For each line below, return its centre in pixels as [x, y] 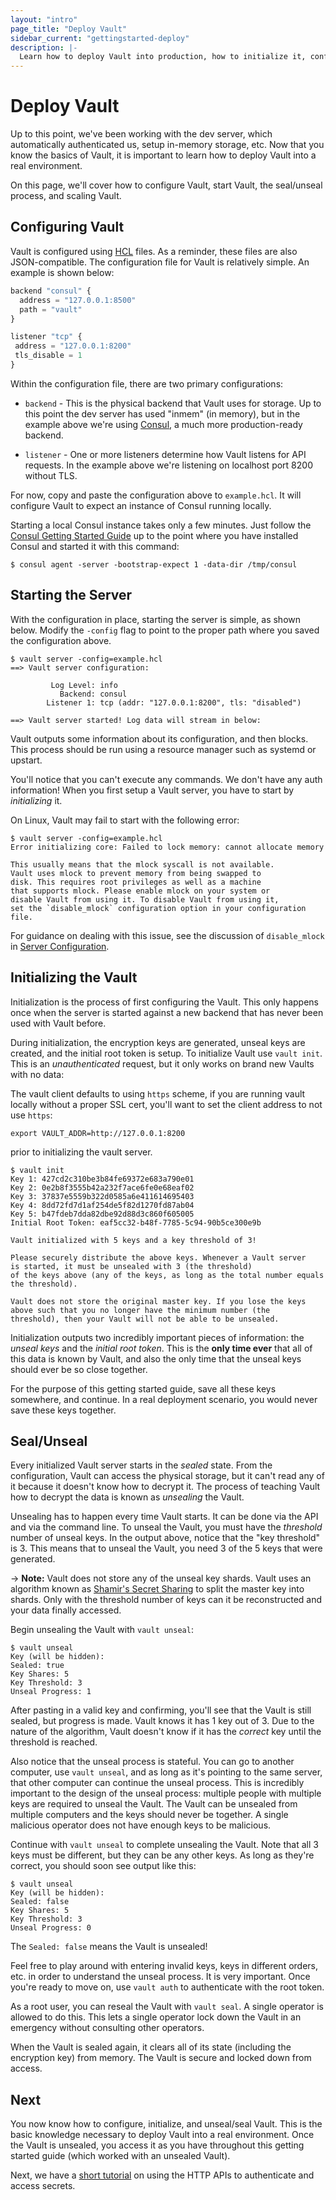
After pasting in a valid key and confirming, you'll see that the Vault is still [161, 1710]
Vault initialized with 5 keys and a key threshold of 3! [133, 1240]
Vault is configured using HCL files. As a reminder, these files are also [154, 251]
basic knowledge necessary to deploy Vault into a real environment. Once [162, 2135]
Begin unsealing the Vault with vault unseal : [102, 1630]
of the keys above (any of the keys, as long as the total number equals [167, 1275]
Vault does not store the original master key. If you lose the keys [158, 1301]
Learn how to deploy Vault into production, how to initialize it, [163, 57]
